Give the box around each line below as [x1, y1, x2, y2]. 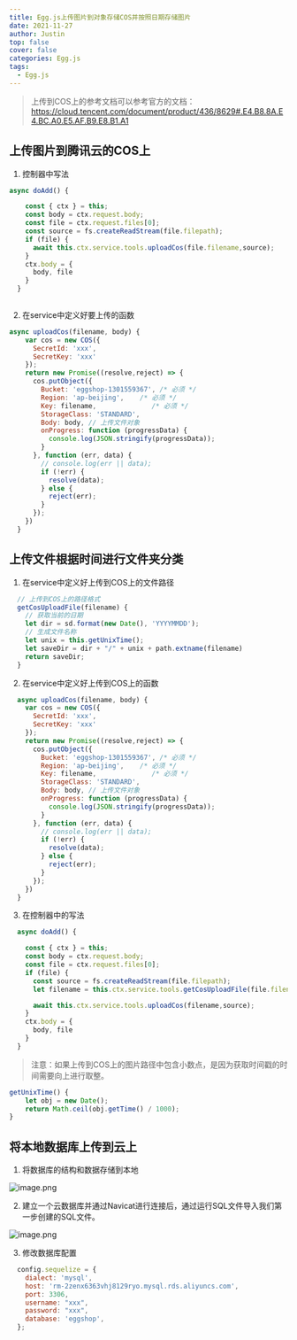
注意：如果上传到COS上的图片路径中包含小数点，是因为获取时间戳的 [30, 1059, 280, 1070]
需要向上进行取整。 [38, 1070, 109, 1081]
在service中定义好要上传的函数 [21, 309, 135, 320]
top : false [9, 37, 49, 47]
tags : [9, 63, 29, 72]
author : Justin [9, 29, 65, 38]
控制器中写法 [21, 168, 69, 179]
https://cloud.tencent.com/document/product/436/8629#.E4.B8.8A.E [30, 105, 284, 116]
